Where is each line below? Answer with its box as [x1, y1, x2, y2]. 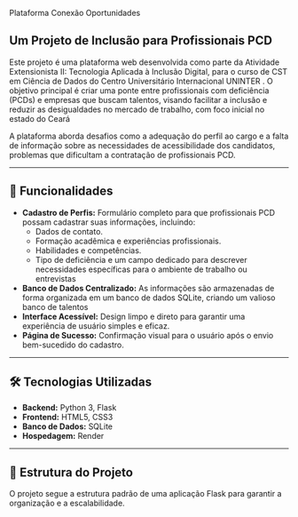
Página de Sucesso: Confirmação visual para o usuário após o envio [21, 330, 274, 340]
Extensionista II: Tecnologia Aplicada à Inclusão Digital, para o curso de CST [9, 66, 288, 76]
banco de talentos [21, 301, 89, 312]
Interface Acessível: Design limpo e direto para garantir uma [21, 311, 246, 322]
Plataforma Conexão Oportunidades [9, 8, 141, 18]
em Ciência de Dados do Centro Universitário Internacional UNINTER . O [9, 76, 273, 86]
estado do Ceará [9, 113, 71, 123]
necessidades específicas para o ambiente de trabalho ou [35, 264, 248, 274]
